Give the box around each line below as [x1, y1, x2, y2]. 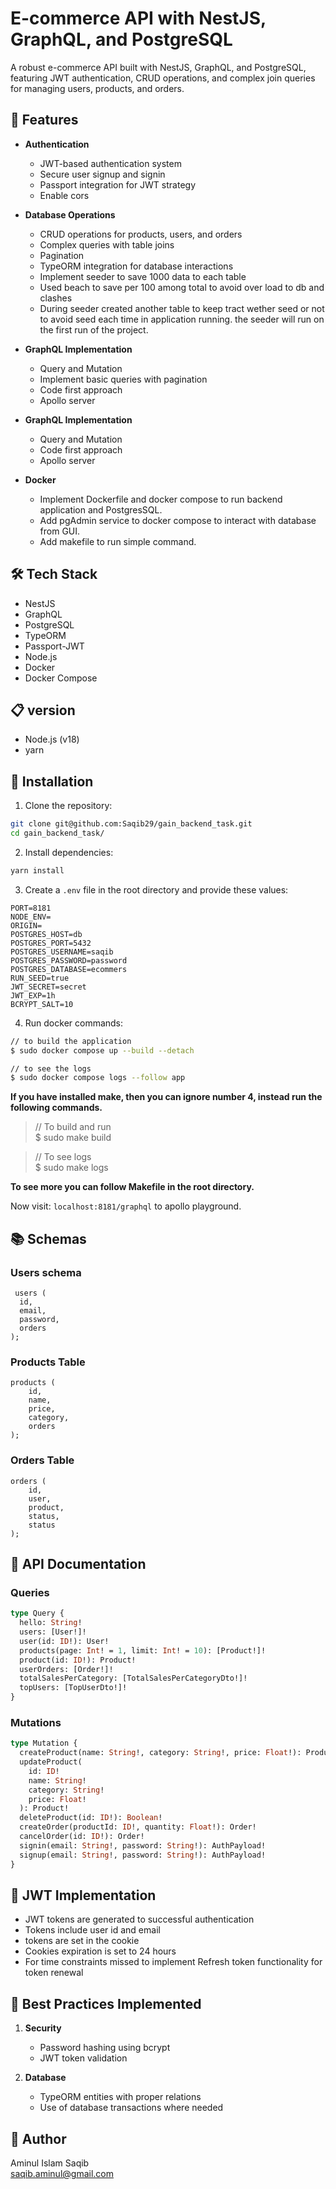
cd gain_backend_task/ [10, 828, 105, 839]
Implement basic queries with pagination [39, 373, 208, 385]
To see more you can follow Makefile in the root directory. [10, 1181, 255, 1193]
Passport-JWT [24, 640, 85, 652]
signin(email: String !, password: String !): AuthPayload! [19, 1840, 267, 1851]
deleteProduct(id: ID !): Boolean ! [19, 1813, 163, 1823]
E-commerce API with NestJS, [10, 7, 267, 30]
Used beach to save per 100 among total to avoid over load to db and [39, 281, 325, 293]
